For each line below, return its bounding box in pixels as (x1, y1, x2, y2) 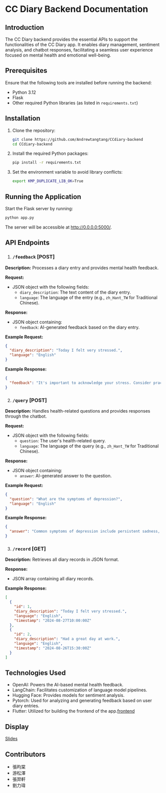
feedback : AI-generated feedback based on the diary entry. (19, 324, 140, 330)
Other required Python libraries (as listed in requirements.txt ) (12, 100, 138, 106)
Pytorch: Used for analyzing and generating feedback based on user (12, 698, 152, 704)
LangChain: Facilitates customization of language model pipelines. (12, 687, 147, 693)
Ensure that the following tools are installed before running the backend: (5, 79, 152, 85)
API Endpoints (5, 239, 50, 247)
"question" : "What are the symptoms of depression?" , (9, 496, 123, 501)
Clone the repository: (12, 127, 56, 133)
